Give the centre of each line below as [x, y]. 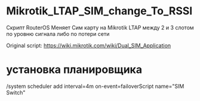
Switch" [16, 92]
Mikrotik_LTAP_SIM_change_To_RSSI [99, 11]
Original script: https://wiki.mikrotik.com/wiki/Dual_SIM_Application [89, 45]
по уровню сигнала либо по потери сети [58, 33]
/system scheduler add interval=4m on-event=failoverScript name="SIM [95, 86]
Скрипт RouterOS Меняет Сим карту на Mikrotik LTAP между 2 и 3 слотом [100, 27]
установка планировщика [74, 70]
